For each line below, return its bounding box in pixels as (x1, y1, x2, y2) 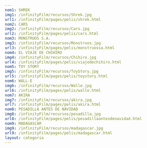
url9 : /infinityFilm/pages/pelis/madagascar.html (5, 130, 113, 135)
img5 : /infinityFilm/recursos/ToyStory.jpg (5, 69, 99, 74)
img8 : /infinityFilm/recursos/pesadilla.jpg (5, 111, 101, 117)
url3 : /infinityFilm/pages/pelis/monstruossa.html (5, 45, 115, 50)
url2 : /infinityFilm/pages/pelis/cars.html (5, 31, 99, 36)
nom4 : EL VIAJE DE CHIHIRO (5, 50, 62, 55)
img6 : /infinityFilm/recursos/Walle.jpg (5, 83, 92, 88)
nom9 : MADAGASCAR (5, 121, 42, 126)
